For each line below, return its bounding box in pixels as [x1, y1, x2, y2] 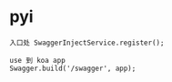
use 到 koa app [9, 56, 66, 65]
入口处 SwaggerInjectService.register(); [9, 38, 165, 47]
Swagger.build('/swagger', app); [9, 64, 137, 73]
